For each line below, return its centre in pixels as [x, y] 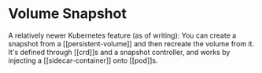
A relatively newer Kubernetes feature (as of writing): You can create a [122, 35]
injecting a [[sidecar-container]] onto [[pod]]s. [83, 60]
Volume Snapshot [68, 14]
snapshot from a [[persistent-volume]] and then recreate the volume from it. [131, 43]
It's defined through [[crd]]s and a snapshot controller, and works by [119, 52]
